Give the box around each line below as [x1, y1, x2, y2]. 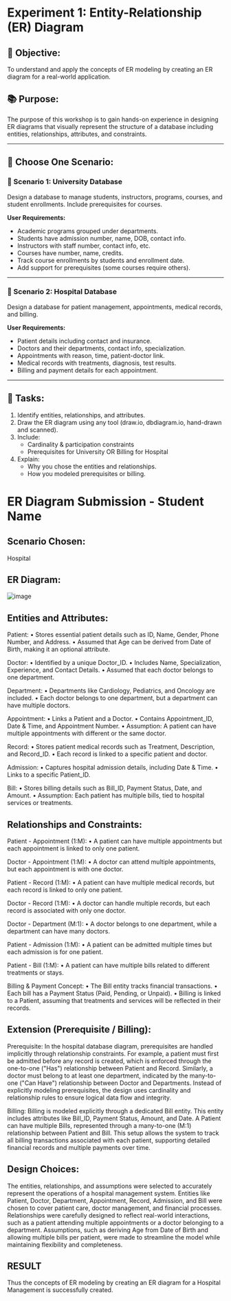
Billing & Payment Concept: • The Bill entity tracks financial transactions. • [7, 982, 218, 991]
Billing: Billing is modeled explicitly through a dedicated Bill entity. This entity [7, 1106, 224, 1115]
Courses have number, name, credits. [16, 248, 124, 257]
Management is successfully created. [7, 1286, 113, 1294]
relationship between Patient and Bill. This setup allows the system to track [7, 1129, 219, 1137]
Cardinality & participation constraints [27, 440, 135, 448]
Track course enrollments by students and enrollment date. [16, 256, 185, 264]
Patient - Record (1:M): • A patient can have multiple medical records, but [7, 878, 215, 887]
